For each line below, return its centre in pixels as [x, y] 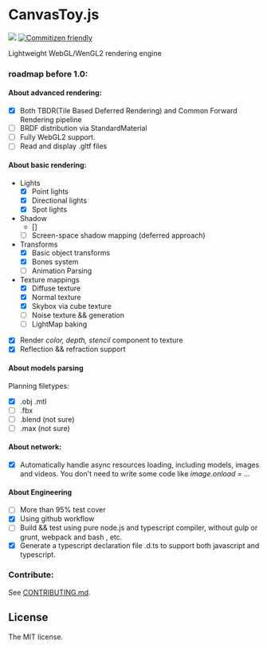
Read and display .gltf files [63, 146]
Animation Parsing [62, 271]
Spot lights [49, 209]
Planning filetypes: [39, 385]
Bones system [55, 262]
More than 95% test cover [63, 510]
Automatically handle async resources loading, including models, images [139, 465]
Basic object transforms [71, 252]
